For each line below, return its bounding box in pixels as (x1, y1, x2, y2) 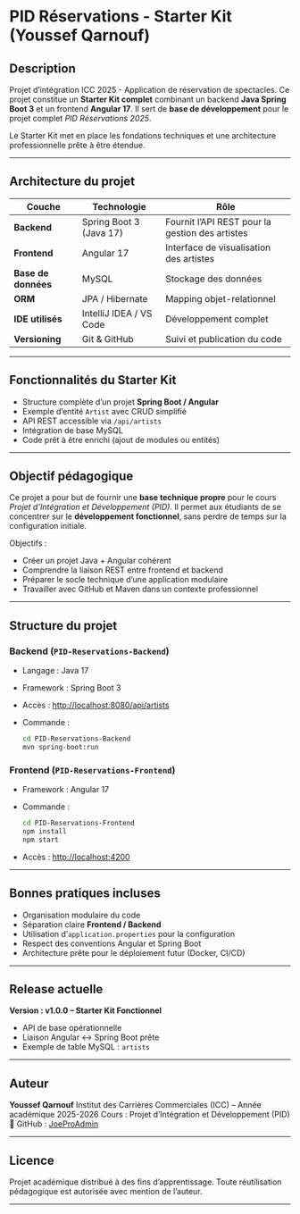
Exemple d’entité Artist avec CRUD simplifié (21, 406, 187, 416)
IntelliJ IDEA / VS (81, 306, 153, 319)
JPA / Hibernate (81, 292, 148, 305)
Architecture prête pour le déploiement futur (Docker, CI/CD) (21, 947, 246, 958)
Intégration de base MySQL (21, 424, 123, 435)
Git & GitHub (81, 332, 134, 345)
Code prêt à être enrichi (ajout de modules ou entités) (21, 434, 221, 445)
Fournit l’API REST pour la (164, 215, 272, 228)
